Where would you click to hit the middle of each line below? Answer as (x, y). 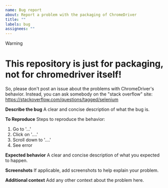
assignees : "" (20, 29)
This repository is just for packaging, (84, 64)
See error (23, 145)
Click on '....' (25, 135)
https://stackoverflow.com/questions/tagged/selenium (62, 100)
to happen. (16, 161)
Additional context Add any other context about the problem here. (75, 180)
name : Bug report (24, 10)
